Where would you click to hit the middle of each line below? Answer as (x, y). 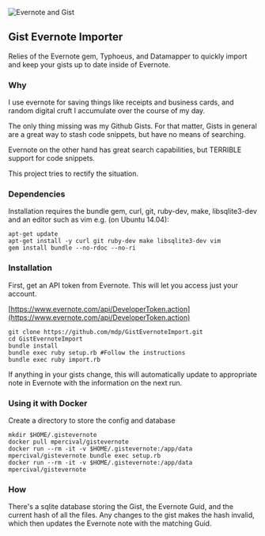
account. (23, 294)
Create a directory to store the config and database (92, 420)
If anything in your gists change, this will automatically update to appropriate (133, 374)
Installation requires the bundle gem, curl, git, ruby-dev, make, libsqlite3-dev (132, 211)
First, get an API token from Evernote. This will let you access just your (123, 285)
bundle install (33, 346)
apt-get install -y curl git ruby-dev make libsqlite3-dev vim (115, 241)
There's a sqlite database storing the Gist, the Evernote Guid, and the (121, 507)
